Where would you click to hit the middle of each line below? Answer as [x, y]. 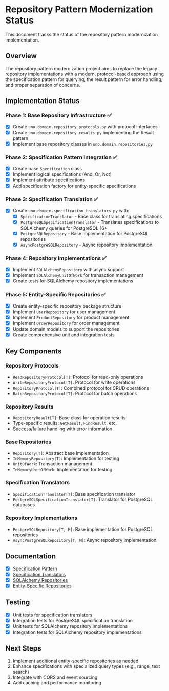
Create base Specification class [47, 168]
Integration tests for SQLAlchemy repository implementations [77, 632]
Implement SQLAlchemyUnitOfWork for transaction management [78, 275]
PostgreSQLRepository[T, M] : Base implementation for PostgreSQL [83, 529]
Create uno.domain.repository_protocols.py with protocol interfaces [85, 127]
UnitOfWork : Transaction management [52, 464]
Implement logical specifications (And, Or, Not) [62, 174]
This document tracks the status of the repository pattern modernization [82, 34]
